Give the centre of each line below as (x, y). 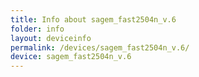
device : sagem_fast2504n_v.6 (71, 57)
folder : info (37, 29)
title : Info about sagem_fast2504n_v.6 (93, 19)
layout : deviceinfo (51, 38)
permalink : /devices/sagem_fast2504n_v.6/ (100, 47)
